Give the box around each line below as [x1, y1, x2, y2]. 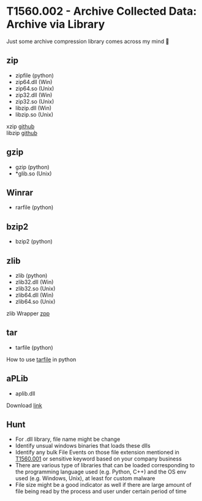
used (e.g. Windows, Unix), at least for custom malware [15, 475, 155, 482]
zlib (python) [15, 272, 48, 279]
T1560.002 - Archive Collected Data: [6, 4, 197, 18]
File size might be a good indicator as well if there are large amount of [15, 481, 192, 489]
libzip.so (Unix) [15, 110, 54, 118]
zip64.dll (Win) [15, 78, 53, 85]
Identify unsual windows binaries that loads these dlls [15, 442, 151, 449]
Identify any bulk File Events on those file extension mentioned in [15, 449, 179, 456]
